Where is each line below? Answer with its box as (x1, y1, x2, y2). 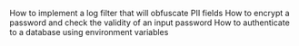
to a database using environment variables (9, 27, 169, 37)
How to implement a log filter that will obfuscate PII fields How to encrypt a (9, 8, 290, 18)
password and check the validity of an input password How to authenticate (9, 17, 291, 28)
